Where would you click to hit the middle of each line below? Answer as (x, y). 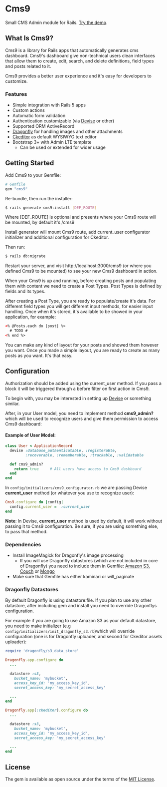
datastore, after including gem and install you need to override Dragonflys (81, 606)
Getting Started (30, 163)
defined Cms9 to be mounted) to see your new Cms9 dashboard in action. (82, 271)
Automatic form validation (39, 116)
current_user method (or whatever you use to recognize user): (70, 493)
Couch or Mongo (37, 571)
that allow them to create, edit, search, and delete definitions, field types (80, 61)
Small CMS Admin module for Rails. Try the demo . (56, 22)
